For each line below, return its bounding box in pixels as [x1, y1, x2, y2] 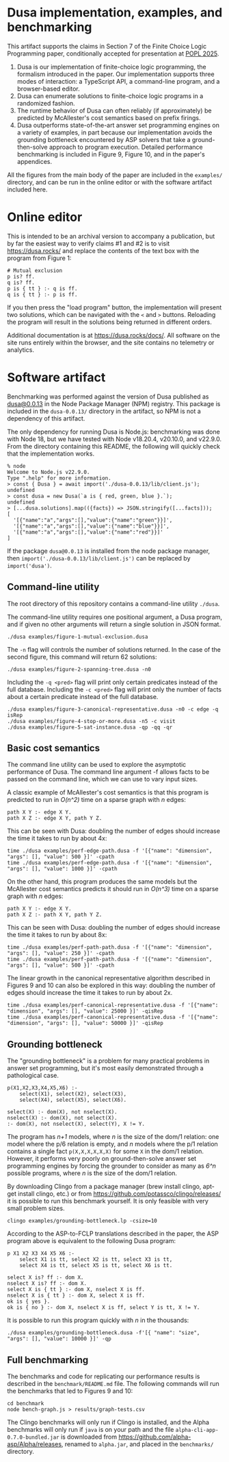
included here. [7, 185, 48, 193]
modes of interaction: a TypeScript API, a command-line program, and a [16, 77, 220, 85]
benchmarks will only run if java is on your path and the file [7, 1426, 174, 1434]
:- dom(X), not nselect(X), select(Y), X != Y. [7, 1120, 146, 1128]
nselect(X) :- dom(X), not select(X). [7, 1115, 118, 1122]
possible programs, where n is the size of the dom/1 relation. [7, 1169, 178, 1177]
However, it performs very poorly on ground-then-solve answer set [7, 1155, 197, 1163]
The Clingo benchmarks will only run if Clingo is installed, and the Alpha [7, 1418, 210, 1426]
